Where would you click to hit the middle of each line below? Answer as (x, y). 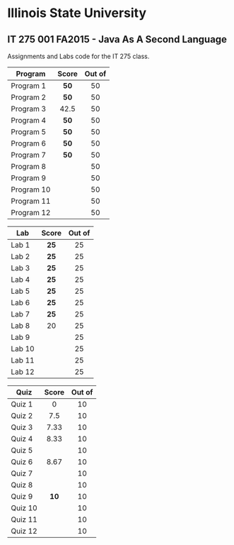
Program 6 (29, 143)
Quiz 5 (22, 450)
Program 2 (29, 97)
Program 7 (29, 155)
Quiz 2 (22, 415)
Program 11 (31, 201)
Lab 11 (23, 360)
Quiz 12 (24, 531)
